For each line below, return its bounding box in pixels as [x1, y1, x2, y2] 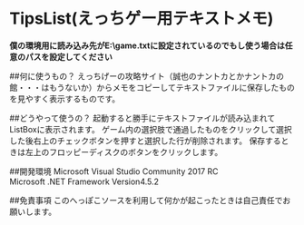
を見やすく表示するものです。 [9, 93, 121, 104]
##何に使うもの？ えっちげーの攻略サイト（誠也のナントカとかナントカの [9, 70, 284, 82]
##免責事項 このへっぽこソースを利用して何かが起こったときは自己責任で [9, 194, 283, 205]
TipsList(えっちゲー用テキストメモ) [9, 8, 274, 29]
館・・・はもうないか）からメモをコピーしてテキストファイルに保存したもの [9, 82, 295, 93]
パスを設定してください [25, 51, 113, 62]
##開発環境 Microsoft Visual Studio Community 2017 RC [9, 165, 220, 177]
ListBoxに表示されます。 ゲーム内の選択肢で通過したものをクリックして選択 [9, 123, 292, 134]
